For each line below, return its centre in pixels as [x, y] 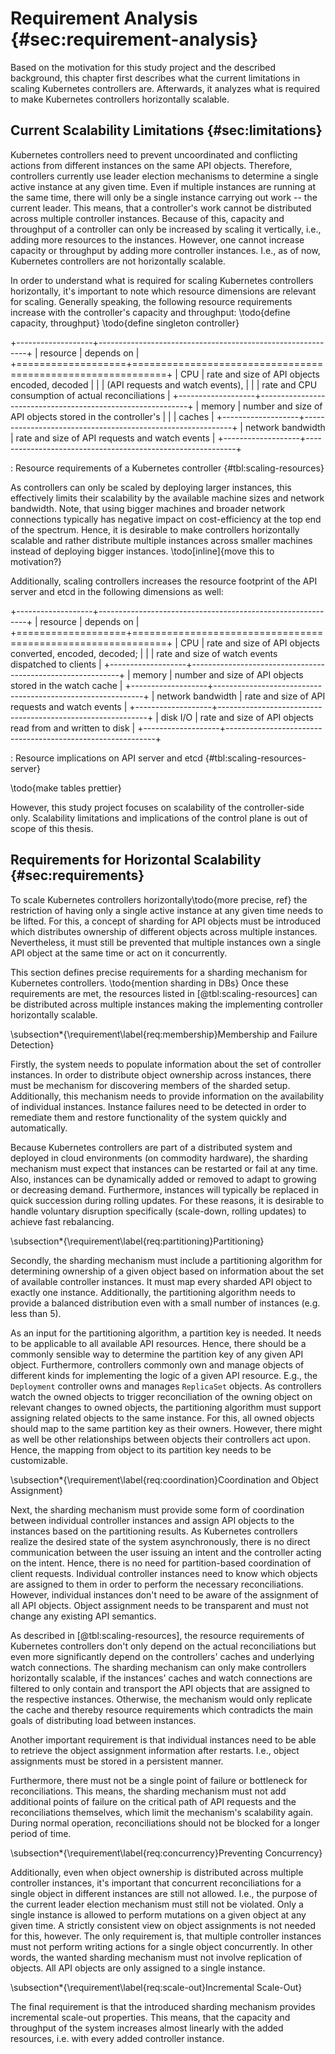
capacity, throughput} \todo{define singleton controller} [125, 323]
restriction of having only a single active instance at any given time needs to [167, 910]
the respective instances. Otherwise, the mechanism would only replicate [161, 1699]
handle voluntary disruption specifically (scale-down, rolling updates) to [158, 1211]
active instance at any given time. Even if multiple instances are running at [163, 186]
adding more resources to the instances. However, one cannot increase [157, 239]
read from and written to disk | [73, 728]
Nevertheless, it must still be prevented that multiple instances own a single [166, 942]
